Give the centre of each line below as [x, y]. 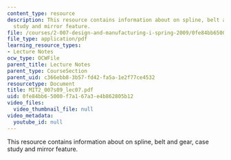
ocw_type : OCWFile [33, 58]
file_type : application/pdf [47, 39]
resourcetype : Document [41, 84]
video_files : [26, 103]
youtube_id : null [38, 122]
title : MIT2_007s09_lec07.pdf [51, 90]
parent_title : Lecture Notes [49, 65]
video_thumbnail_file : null [54, 109]
